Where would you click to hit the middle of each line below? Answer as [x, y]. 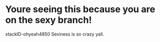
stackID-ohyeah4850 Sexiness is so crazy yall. [55, 34]
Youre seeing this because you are [80, 9]
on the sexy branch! [49, 20]
